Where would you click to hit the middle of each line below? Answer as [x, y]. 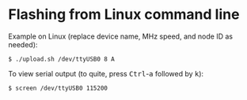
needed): [23, 44]
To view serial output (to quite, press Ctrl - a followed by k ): [106, 73]
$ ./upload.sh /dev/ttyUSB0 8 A [61, 59]
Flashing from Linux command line [124, 15]
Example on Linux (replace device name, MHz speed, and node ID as [121, 36]
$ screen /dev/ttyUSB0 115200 [58, 88]
